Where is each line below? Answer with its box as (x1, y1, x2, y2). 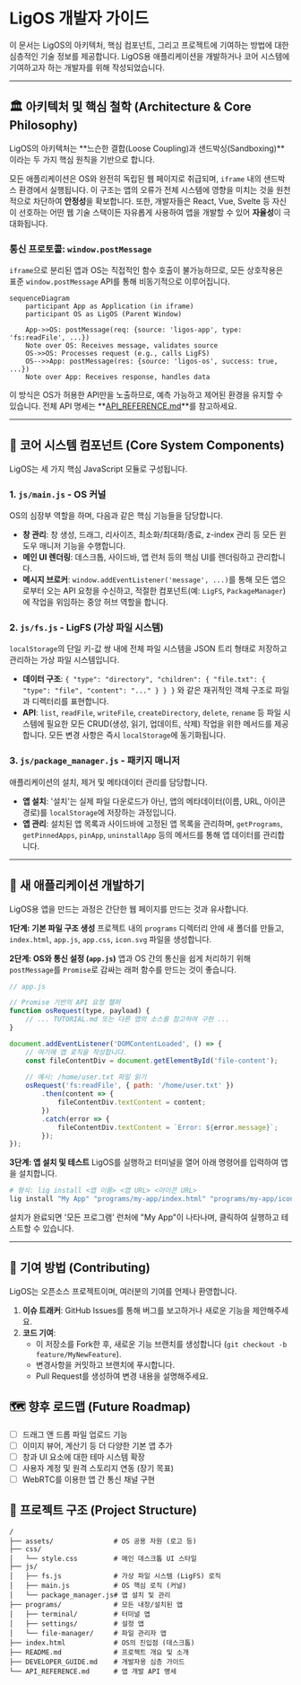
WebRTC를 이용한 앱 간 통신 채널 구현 (21, 1474, 155, 1485)
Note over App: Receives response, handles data (25, 373, 211, 382)
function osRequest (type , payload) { (9, 1007, 150, 1016)
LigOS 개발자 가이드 (9, 8, 150, 29)
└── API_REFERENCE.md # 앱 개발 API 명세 (9, 1667, 177, 1676)
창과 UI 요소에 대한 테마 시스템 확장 (21, 1451, 145, 1462)
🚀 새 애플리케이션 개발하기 (9, 878, 145, 894)
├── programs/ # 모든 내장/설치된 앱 (9, 1600, 184, 1609)
